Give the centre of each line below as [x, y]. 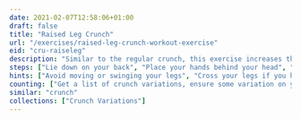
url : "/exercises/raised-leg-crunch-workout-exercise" [114, 42]
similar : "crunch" [43, 92]
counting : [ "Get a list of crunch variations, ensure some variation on [148, 84]
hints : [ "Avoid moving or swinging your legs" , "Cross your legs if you [148, 76]
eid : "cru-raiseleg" [48, 51]
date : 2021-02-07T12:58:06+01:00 [72, 17]
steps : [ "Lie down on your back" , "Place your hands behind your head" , [148, 68]
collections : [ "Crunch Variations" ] [77, 101]
